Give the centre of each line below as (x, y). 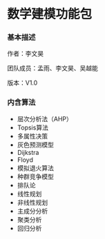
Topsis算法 (32, 127)
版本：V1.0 (22, 83)
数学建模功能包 (50, 14)
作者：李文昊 (25, 54)
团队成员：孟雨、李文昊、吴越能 (52, 68)
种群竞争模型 (35, 176)
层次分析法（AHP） (45, 118)
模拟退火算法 (35, 168)
